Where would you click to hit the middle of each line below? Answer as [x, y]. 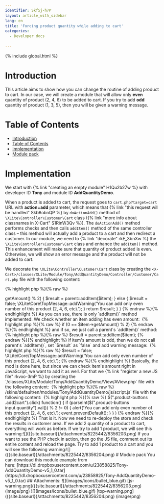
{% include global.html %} [32, 56]
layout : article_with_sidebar [36, 15]
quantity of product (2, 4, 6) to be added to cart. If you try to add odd [75, 100]
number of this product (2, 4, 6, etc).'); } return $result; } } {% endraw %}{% [82, 308]
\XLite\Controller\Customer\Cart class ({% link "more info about [71, 218]
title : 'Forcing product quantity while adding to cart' [64, 26]
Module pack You [137, 454]
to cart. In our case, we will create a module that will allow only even [74, 94]
